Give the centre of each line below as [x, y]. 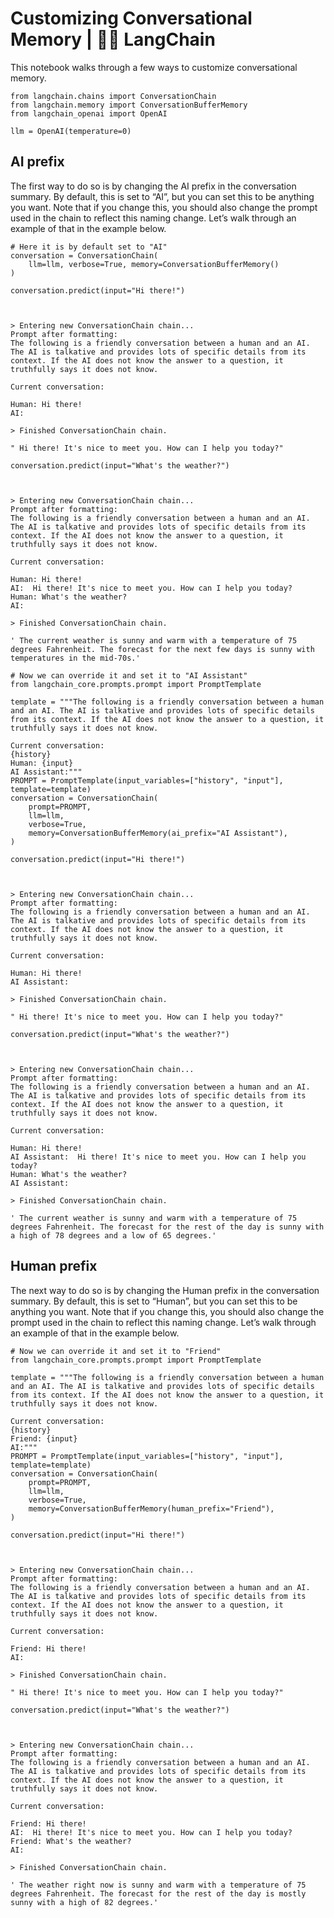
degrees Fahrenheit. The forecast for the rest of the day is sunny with [167, 1227]
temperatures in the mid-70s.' [75, 658]
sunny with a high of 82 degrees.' [84, 1902]
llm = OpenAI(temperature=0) [71, 131]
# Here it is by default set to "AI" [89, 247]
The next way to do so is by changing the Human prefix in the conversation [165, 1290]
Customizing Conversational [131, 18]
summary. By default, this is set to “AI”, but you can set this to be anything [162, 196]
